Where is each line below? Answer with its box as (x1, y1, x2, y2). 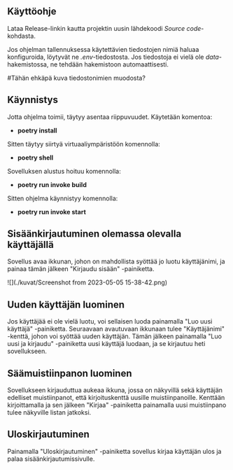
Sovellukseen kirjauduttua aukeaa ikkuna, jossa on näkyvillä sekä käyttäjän (7, 386, 223, 394)
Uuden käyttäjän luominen (7, 298, 125, 310)
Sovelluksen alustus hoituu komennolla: (7, 167, 121, 175)
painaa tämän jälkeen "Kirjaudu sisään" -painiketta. (7, 265, 155, 273)
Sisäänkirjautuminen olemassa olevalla (7, 228, 182, 240)
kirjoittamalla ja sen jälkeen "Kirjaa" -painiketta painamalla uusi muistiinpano (7, 401, 227, 409)
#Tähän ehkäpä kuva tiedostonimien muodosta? (7, 74, 146, 82)
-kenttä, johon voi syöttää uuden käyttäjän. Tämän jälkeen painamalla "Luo (7, 332, 223, 340)
